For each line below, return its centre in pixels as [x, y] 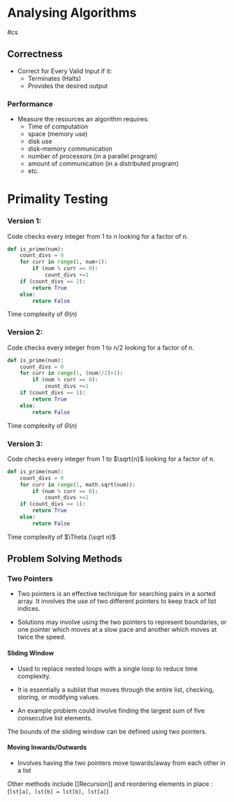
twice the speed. [42, 637]
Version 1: [24, 221]
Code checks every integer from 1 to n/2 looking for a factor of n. [101, 348]
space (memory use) [58, 134]
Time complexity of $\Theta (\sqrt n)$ [62, 537]
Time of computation [58, 126]
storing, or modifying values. [59, 697]
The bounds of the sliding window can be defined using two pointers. [107, 732]
